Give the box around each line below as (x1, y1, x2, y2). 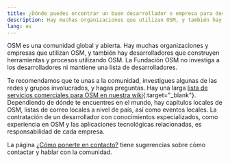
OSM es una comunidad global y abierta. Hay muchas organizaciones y (7, 42, 209, 50)
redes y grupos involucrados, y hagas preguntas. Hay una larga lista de (7, 84, 208, 92)
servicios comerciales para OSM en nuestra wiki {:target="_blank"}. (7, 91, 196, 99)
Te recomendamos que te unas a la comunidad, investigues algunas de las (7, 77, 218, 85)
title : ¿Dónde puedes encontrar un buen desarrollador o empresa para (7, 10, 213, 17)
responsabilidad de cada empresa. (7, 127, 105, 136)
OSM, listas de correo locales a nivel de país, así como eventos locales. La (7, 105, 217, 114)
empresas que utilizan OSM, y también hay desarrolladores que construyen (7, 49, 220, 57)
